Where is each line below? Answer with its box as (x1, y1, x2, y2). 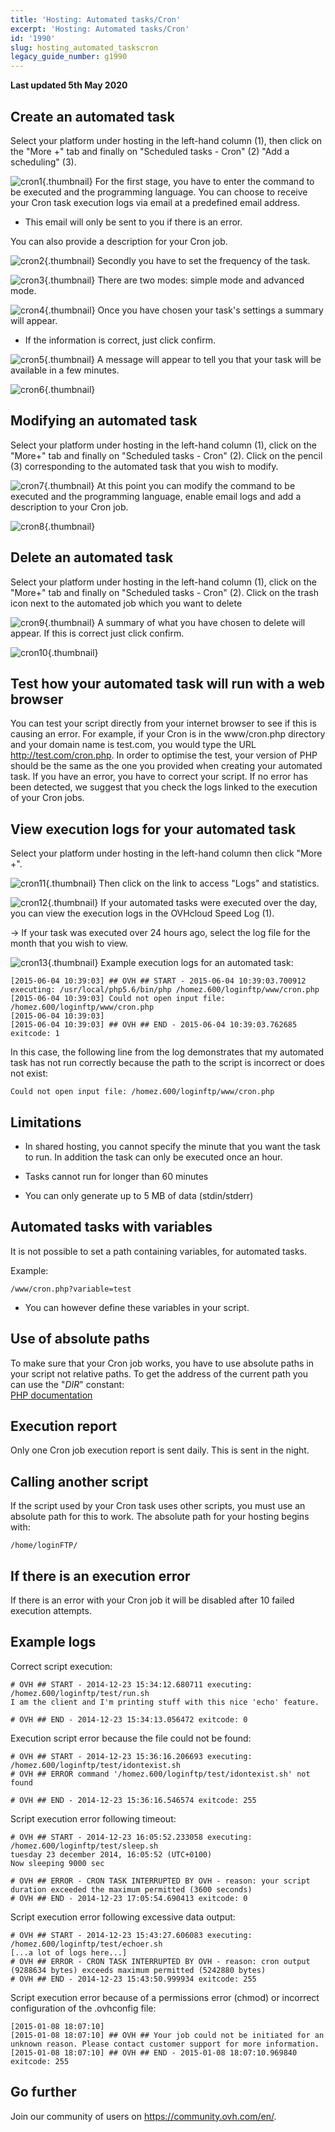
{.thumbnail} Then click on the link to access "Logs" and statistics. (45, 877, 320, 890)
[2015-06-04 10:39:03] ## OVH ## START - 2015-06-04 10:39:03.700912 (10, 976, 307, 986)
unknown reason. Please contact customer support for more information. (10, 2039, 320, 2049)
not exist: (10, 1067, 49, 1080)
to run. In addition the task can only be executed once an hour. (24, 1151, 283, 1163)
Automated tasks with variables (10, 1219, 213, 1236)
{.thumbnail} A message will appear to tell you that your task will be (44, 353, 322, 365)
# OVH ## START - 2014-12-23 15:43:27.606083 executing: (10, 1930, 253, 1940)
